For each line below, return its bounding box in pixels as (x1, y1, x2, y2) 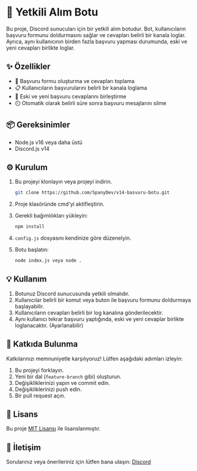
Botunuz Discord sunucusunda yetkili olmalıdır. (14, 290, 130, 297)
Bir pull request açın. (14, 392, 65, 399)
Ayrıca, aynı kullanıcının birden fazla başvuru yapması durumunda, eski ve (6, 38, 187, 45)
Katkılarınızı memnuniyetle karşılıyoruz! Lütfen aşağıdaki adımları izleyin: (6, 355, 183, 362)
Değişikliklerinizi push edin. (14, 386, 82, 393)
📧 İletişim (6, 442, 41, 452)
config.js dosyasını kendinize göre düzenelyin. (14, 234, 132, 241)
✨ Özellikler (6, 62, 51, 72)
